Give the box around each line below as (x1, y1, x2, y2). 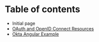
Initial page (12, 20, 36, 26)
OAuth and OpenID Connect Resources (12, 25, 94, 31)
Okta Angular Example (12, 31, 59, 37)
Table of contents (5, 4, 81, 15)
